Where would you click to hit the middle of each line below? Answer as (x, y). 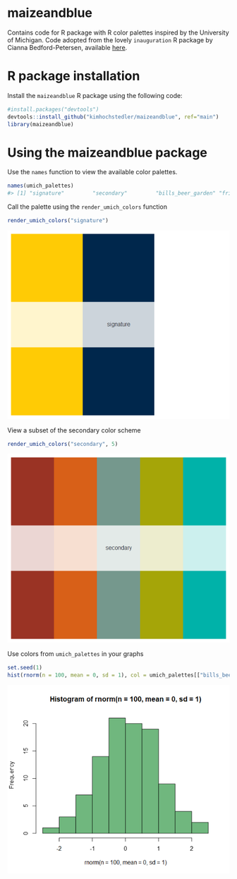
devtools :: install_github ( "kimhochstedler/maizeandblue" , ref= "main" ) (113, 117)
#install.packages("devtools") (53, 109)
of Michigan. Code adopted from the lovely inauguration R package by (110, 40)
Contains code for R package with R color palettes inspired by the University (118, 32)
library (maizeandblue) (41, 124)
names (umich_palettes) (41, 186)
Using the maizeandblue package (108, 152)
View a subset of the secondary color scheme (74, 430)
